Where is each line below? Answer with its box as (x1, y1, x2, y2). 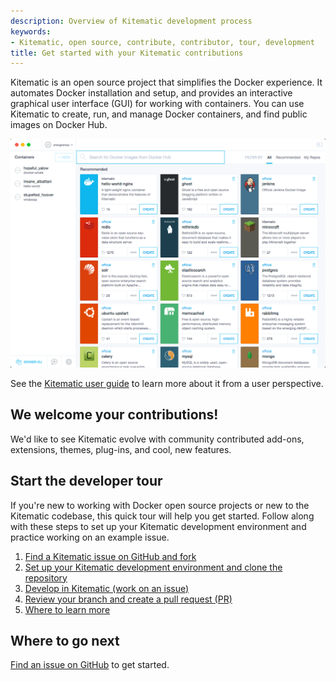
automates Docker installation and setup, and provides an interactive (10, 87, 293, 99)
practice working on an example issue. (10, 531, 170, 543)
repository (24, 571, 68, 584)
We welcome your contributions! (10, 406, 219, 424)
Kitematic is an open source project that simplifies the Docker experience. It (10, 76, 323, 89)
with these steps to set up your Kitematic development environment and (10, 520, 307, 532)
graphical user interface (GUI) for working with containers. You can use (10, 98, 305, 110)
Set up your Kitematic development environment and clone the (24, 561, 283, 573)
